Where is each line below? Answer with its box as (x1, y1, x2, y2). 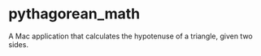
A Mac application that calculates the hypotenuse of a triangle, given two (8, 31, 254, 41)
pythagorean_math (8, 5, 141, 23)
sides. (8, 39, 28, 49)
